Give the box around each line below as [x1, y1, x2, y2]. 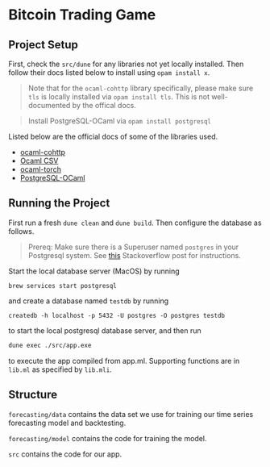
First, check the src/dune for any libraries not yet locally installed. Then [8, 59, 244, 69]
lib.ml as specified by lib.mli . [8, 365, 113, 374]
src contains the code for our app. [8, 449, 123, 459]
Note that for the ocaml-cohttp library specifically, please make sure [27, 83, 254, 93]
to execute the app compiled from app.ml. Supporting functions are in [8, 356, 240, 365]
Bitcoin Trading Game [8, 6, 156, 24]
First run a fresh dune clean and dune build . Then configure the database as [8, 218, 262, 227]
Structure [8, 388, 58, 402]
